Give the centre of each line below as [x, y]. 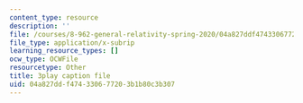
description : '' [40, 26]
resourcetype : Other [48, 68]
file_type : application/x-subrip [72, 43]
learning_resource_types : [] [64, 51]
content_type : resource [54, 17]
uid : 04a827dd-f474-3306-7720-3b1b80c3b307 [92, 84]
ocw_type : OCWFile [44, 59]
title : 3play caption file [60, 76]
